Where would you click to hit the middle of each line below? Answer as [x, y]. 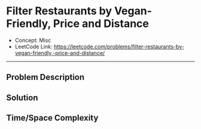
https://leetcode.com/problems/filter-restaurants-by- [119, 47]
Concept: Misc [33, 40]
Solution [22, 98]
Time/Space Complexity [52, 118]
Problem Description [45, 77]
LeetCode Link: [33, 47]
